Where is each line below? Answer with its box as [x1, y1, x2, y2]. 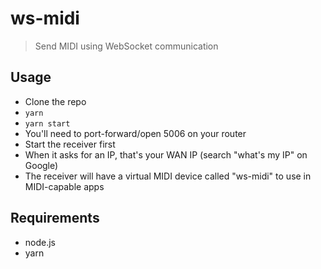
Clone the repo [24, 95, 87, 107]
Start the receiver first [24, 138, 116, 150]
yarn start [24, 118, 71, 129]
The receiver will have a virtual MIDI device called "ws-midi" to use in [24, 170, 312, 182]
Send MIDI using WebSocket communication [34, 40, 219, 52]
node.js [24, 236, 57, 248]
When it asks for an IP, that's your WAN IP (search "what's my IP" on [24, 148, 308, 161]
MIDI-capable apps [24, 180, 105, 192]
